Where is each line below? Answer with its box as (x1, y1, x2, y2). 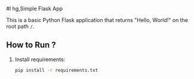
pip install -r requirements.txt (14, 67, 98, 73)
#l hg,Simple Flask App (6, 5, 63, 12)
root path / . (6, 23, 35, 30)
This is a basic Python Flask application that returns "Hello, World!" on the (6, 17, 188, 23)
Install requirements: (14, 56, 66, 63)
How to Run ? (6, 40, 57, 50)
